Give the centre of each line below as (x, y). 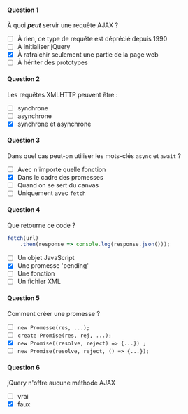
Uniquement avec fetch (51, 193)
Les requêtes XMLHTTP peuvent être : (63, 94)
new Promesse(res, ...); (53, 328)
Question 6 (24, 367)
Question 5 (24, 298)
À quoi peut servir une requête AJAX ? (63, 25)
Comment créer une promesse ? (53, 313)
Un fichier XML (39, 281)
